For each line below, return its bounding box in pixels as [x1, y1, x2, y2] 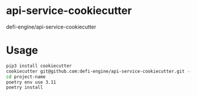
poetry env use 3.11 [6, 79, 57, 85]
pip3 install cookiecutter [6, 63, 72, 69]
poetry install [6, 84, 43, 91]
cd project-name [6, 74, 46, 80]
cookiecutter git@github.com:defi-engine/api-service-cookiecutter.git [6, 68, 185, 74]
